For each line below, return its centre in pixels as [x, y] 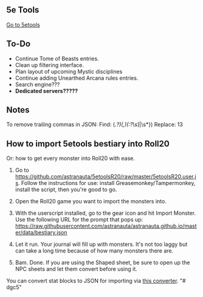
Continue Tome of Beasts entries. [57, 58]
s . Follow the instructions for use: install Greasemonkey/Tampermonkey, [105, 183]
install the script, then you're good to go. [66, 190]
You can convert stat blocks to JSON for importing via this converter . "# [96, 281]
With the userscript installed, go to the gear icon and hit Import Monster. [105, 213]
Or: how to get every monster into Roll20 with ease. [71, 158]
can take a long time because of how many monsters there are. [94, 251]
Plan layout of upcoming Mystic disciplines [69, 71]
